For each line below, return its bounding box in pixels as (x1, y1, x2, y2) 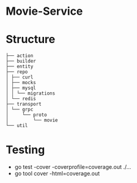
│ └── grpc (6, 106, 34, 113)
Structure (6, 33, 56, 47)
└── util (6, 123, 28, 129)
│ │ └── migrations (6, 90, 56, 96)
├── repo (6, 69, 28, 75)
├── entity (6, 63, 34, 70)
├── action (6, 53, 34, 59)
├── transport (6, 101, 42, 107)
